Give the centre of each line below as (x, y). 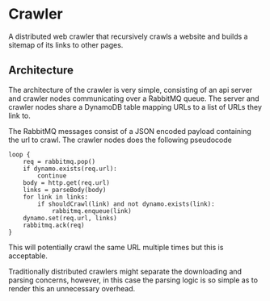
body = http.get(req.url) (67, 182)
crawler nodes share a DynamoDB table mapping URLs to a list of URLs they (135, 107)
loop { (19, 154)
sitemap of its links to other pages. (66, 44)
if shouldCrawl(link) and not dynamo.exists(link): (127, 204)
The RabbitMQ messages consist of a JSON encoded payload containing (130, 131)
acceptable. (28, 256)
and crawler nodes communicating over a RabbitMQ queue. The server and (134, 98)
